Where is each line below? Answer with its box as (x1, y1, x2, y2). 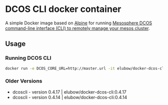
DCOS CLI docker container (5, 3, 121, 15)
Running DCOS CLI (5, 55, 51, 62)
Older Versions (5, 78, 42, 85)
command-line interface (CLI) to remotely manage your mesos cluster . (5, 25, 150, 31)
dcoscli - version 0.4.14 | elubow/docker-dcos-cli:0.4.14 (12, 94, 127, 100)
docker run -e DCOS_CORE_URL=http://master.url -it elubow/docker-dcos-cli (5, 66, 166, 71)
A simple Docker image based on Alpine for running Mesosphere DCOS (5, 20, 152, 26)
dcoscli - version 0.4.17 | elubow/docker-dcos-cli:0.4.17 (12, 89, 126, 95)
